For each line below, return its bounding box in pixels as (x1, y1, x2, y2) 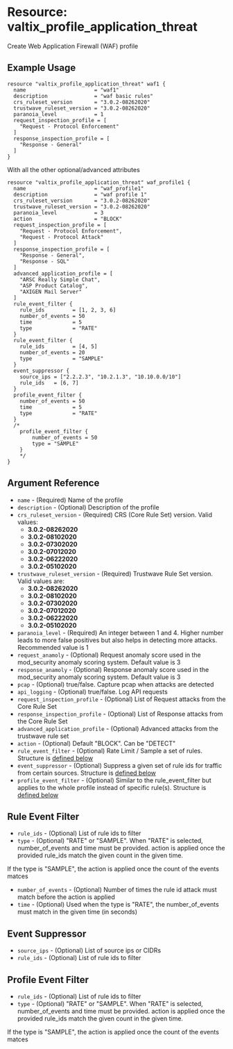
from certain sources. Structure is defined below (17, 769, 156, 777)
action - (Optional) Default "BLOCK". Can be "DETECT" (17, 739, 175, 747)
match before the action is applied (17, 893, 116, 901)
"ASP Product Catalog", (19, 282, 89, 289)
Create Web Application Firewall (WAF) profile (7, 42, 139, 50)
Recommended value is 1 (17, 643, 89, 651)
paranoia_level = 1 (13, 110, 104, 118)
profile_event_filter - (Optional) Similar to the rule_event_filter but (17, 775, 212, 784)
